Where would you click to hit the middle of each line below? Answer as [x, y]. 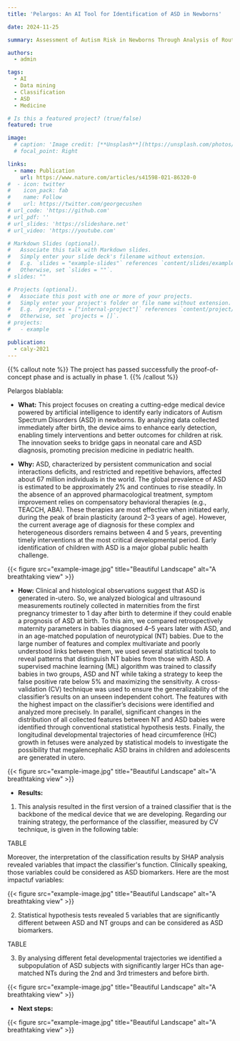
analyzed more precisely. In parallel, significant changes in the [109, 712]
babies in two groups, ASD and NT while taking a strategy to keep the [120, 674]
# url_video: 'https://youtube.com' [62, 230]
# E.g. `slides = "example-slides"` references [83, 264]
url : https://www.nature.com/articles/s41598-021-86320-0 [108, 177]
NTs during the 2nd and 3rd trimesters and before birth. [127, 973]
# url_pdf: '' [29, 217]
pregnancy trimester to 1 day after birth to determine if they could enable [125, 613]
